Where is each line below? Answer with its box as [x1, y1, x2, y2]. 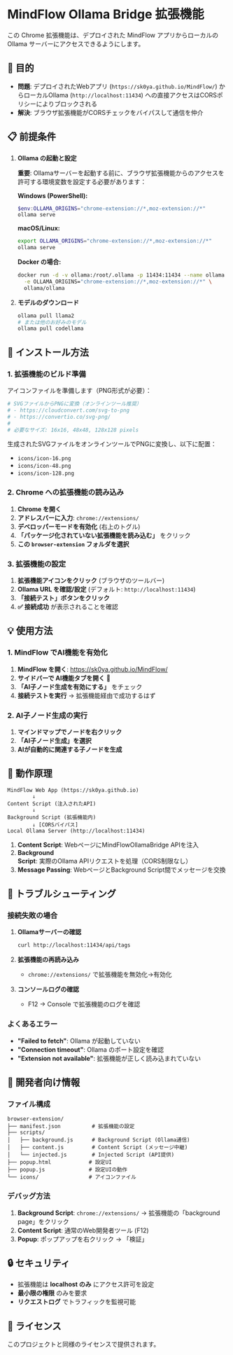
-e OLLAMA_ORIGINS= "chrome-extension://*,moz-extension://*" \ [24, 278, 212, 285]
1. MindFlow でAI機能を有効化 [7, 648, 108, 658]
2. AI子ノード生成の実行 [7, 710, 88, 720]
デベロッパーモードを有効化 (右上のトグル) [17, 522, 141, 531]
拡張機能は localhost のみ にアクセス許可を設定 [17, 1280, 155, 1288]
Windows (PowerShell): [17, 191, 88, 200]
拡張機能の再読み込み [17, 955, 79, 964]
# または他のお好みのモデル [17, 319, 87, 326]
